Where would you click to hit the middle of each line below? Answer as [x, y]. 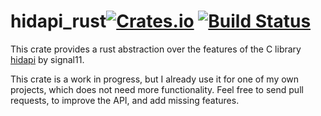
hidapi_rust [58, 21]
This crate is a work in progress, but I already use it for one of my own [155, 79]
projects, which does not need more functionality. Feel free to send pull [157, 89]
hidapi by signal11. [47, 59]
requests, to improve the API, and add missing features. [125, 100]
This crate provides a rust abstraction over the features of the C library [156, 49]
